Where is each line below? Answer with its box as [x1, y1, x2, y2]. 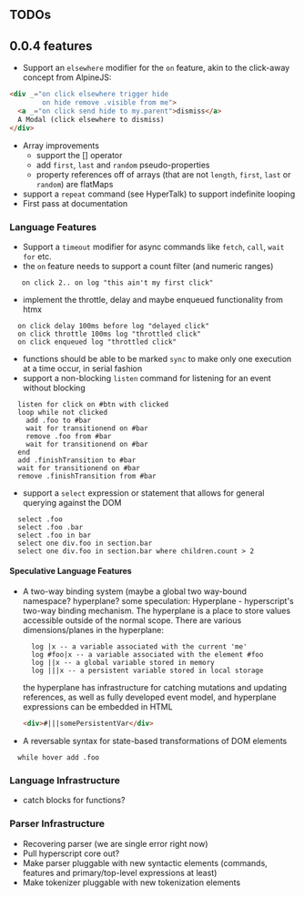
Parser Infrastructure [9, 818, 106, 831]
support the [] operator [35, 149, 123, 160]
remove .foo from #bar [25, 431, 112, 440]
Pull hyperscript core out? [22, 848, 120, 859]
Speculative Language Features [9, 566, 132, 577]
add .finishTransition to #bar [17, 455, 137, 465]
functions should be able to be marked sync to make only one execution [22, 353, 292, 364]
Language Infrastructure [9, 773, 120, 786]
